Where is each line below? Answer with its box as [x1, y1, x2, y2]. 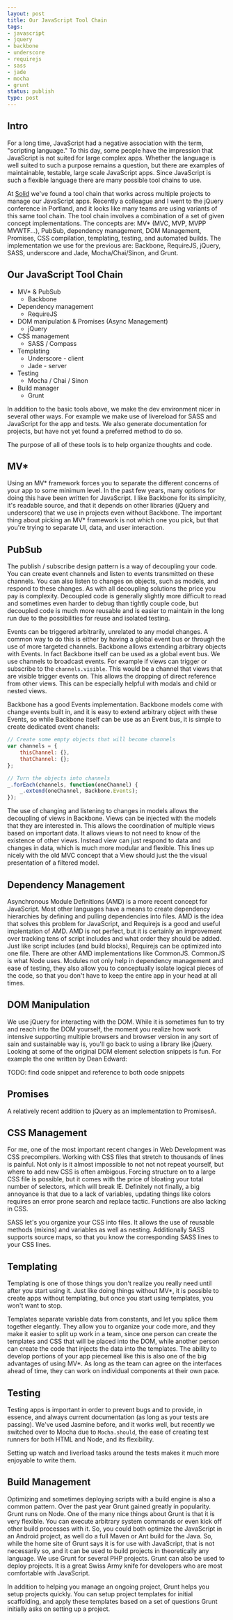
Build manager [17, 384, 59, 392]
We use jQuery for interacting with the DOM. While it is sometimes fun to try [7, 1017, 225, 1026]
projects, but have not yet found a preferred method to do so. [7, 427, 183, 435]
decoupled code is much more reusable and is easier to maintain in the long [7, 607, 225, 615]
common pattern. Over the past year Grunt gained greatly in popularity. [7, 1502, 211, 1511]
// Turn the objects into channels [7, 775, 111, 782]
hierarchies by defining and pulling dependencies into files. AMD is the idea [7, 911, 224, 921]
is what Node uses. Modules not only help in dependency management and [7, 956, 224, 964]
